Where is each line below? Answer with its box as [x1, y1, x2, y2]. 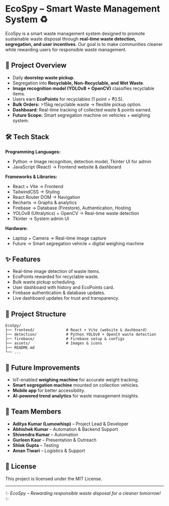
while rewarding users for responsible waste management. [5, 46, 127, 52]
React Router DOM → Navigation [12, 194, 80, 200]
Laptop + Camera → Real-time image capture [12, 235, 107, 241]
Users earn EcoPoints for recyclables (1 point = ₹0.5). [12, 96, 124, 102]
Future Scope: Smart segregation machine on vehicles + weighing [12, 112, 150, 118]
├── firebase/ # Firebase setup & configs [5, 336, 125, 342]
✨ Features [5, 255, 41, 263]
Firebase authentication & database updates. [12, 290, 106, 296]
